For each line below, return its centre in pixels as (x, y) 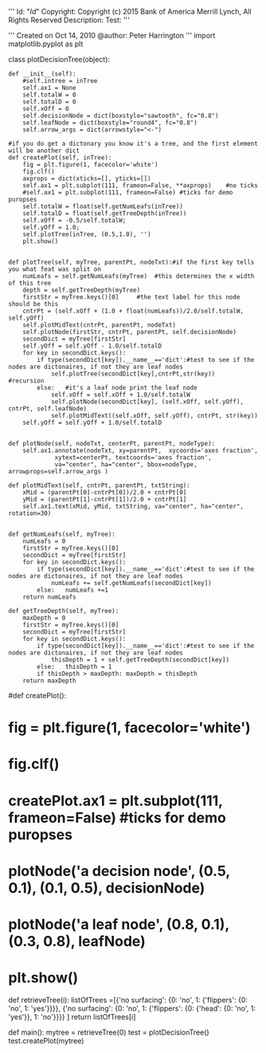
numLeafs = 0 (44, 541)
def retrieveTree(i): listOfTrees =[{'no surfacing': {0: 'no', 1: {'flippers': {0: (128, 1000)
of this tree (30, 283)
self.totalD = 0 (50, 102)
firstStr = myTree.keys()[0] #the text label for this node (131, 297)
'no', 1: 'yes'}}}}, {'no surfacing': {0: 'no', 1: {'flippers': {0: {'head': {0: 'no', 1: (132, 1008)
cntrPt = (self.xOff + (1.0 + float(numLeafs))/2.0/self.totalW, (133, 311)
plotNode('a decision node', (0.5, (119, 871)
